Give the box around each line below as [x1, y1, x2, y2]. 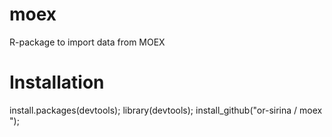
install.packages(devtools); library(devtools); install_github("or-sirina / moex [9, 104, 323, 116]
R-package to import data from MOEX [9, 36, 166, 48]
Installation [9, 71, 105, 94]
